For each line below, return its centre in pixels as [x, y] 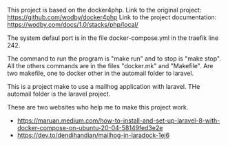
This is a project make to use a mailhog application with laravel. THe [104, 86]
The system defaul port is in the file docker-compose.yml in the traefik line [113, 38]
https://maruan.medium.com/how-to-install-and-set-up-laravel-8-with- [118, 121]
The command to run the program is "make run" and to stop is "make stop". [114, 59]
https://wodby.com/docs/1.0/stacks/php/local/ [73, 24]
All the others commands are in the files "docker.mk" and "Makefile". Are [110, 66]
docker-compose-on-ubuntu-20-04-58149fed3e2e [90, 128]
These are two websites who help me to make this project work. [98, 107]
